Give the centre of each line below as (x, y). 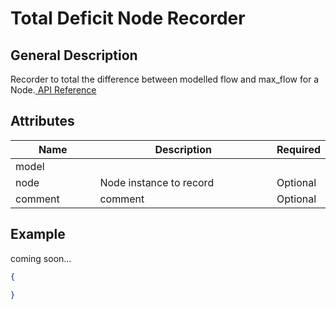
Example (38, 234)
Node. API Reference (53, 90)
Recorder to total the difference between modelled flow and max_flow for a (165, 79)
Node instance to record (157, 182)
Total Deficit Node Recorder (128, 18)
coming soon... (41, 258)
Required (298, 149)
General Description (74, 55)
